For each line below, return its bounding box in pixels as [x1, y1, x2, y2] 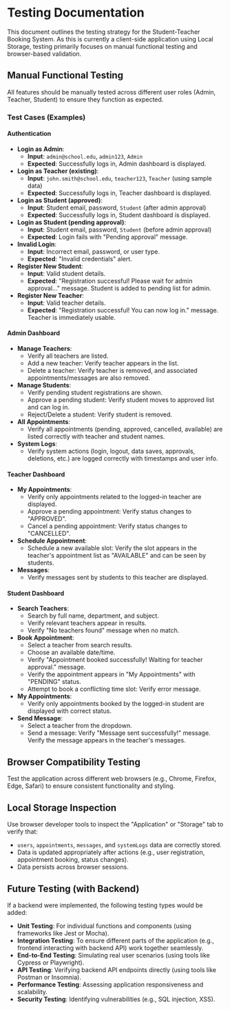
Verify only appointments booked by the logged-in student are [27, 700, 205, 708]
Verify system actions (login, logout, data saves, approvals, [27, 447, 196, 456]
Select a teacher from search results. [27, 641, 133, 649]
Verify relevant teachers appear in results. [27, 619, 147, 627]
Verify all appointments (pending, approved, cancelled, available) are [27, 425, 223, 434]
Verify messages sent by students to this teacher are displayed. [27, 574, 209, 582]
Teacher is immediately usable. [27, 313, 116, 321]
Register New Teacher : [17, 291, 84, 299]
